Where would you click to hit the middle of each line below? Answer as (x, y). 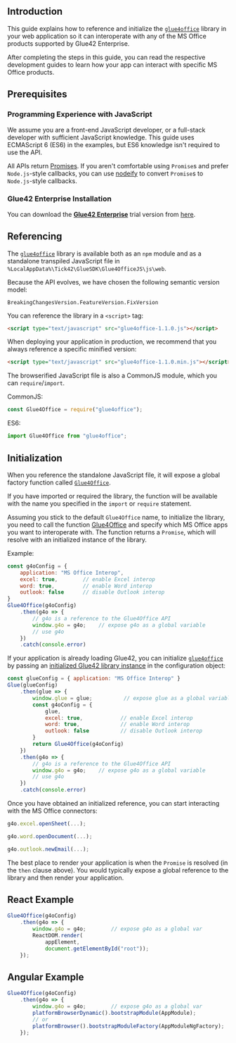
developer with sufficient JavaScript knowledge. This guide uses (101, 137)
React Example (41, 900)
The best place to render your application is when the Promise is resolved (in (118, 863)
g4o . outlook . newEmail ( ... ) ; (48, 849)
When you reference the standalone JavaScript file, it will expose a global (113, 475)
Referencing (35, 236)
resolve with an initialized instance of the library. (77, 539)
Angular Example (46, 977)
